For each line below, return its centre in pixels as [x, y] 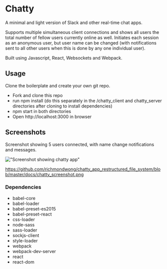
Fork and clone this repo [37, 95]
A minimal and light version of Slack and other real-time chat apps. [74, 22]
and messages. [21, 149]
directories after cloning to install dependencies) [62, 106]
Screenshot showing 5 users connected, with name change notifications [80, 144]
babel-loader [26, 203]
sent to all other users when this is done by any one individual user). [75, 48]
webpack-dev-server [34, 251]
